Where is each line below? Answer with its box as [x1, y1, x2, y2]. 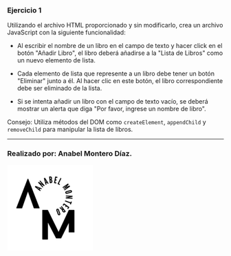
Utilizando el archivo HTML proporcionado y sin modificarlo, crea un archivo [7, 21, 223, 30]
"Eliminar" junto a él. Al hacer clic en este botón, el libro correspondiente [16, 77, 223, 85]
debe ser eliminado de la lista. [16, 84, 102, 93]
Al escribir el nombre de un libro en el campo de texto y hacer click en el [16, 42, 223, 50]
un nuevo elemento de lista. [16, 56, 96, 65]
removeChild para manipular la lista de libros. [7, 126, 133, 134]
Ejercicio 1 [7, 5, 42, 15]
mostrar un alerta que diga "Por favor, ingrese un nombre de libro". [16, 105, 206, 113]
